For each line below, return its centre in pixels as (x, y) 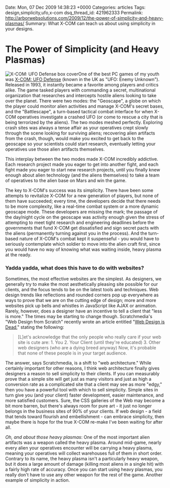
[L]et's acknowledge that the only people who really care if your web (89, 337)
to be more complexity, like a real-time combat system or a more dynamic (82, 206)
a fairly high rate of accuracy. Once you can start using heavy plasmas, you (84, 469)
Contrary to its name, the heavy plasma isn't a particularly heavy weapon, (82, 459)
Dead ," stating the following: (35, 327)
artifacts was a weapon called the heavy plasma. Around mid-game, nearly (83, 442)
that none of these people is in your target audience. (72, 353)
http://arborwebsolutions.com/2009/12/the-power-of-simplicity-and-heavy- (84, 18)
